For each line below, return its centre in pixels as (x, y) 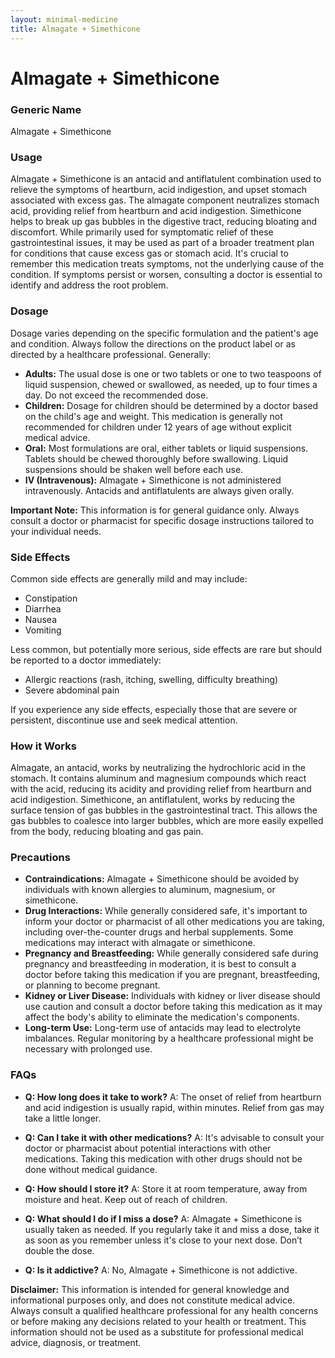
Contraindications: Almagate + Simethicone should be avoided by (162, 879)
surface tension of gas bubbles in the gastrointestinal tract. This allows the (164, 810)
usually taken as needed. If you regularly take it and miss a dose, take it (172, 1229)
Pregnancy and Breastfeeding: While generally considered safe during (171, 953)
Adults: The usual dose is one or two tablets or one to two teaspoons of (173, 373)
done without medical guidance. (91, 1169)
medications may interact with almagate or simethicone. (140, 943)
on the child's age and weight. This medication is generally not (153, 416)
